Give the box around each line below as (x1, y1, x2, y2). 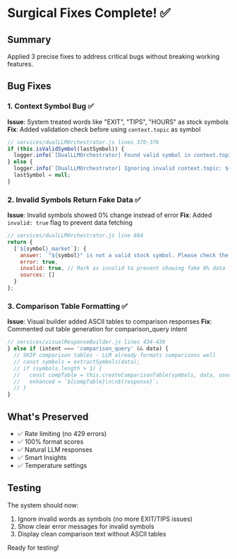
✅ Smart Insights (17, 453, 67, 461)
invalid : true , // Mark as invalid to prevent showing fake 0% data (20, 265, 226, 272)
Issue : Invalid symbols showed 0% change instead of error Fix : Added (7, 211, 212, 220)
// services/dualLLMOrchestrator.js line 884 (7, 232, 143, 240)
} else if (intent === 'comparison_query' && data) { (7, 345, 169, 353)
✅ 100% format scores (17, 437, 84, 446)
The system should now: (7, 500, 79, 510)
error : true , (20, 258, 59, 266)
